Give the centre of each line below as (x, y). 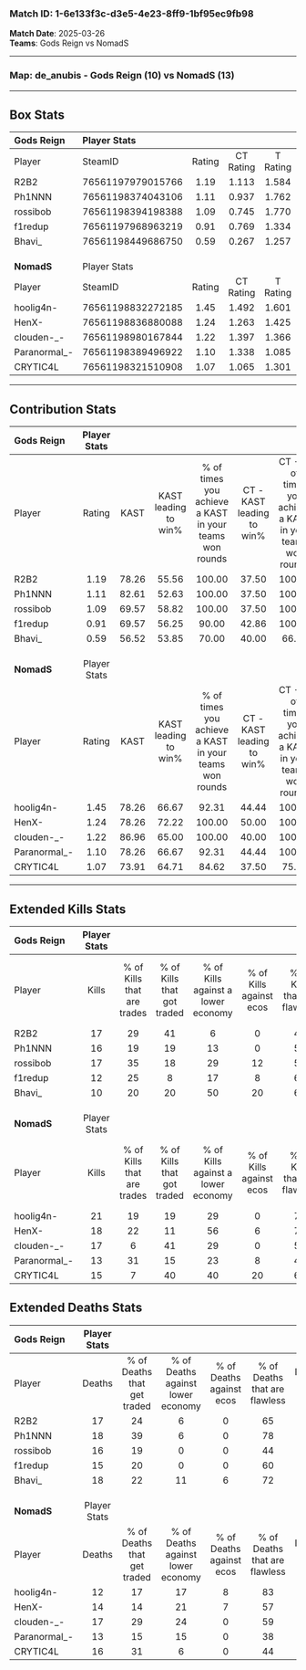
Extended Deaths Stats (76, 1308)
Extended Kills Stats (68, 909)
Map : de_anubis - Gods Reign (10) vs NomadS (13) (122, 76)
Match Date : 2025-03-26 (57, 34)
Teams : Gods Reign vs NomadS (69, 43)
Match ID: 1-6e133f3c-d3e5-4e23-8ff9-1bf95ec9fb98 (132, 14)
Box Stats (37, 115)
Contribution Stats (63, 409)
